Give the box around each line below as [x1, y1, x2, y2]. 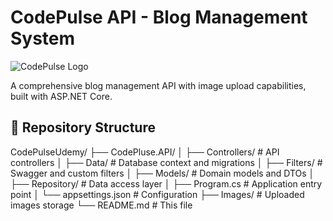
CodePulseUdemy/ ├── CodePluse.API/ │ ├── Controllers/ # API [10, 146, 280, 158]
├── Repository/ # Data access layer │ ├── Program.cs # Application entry [10, 177, 323, 190]
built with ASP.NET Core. [10, 90, 113, 102]
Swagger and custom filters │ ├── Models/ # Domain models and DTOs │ [10, 167, 315, 179]
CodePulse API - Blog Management [10, 6, 308, 29]
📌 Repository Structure [10, 119, 156, 136]
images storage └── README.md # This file [10, 199, 193, 211]
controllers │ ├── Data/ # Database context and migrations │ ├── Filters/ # [10, 156, 323, 168]
